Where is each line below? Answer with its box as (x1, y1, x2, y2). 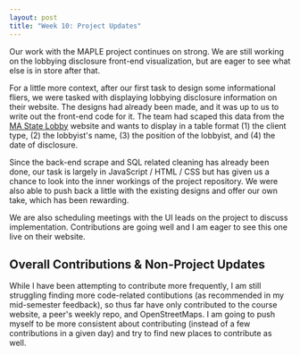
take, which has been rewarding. (9, 194, 129, 206)
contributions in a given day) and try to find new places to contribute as (9, 328, 272, 339)
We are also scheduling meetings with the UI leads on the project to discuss (9, 212, 288, 223)
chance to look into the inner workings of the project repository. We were (9, 175, 279, 186)
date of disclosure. (9, 139, 79, 150)
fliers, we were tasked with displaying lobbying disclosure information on (9, 91, 278, 103)
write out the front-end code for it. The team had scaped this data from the (9, 111, 285, 122)
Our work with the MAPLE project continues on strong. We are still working (9, 46, 284, 56)
